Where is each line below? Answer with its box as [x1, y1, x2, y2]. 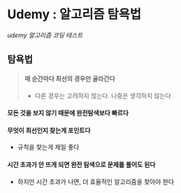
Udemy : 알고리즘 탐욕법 [7, 6, 142, 22]
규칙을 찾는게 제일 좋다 [17, 143, 80, 152]
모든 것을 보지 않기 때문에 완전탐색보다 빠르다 [7, 109, 129, 117]
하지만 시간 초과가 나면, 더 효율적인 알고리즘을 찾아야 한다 [17, 177, 175, 186]
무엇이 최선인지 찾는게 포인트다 [7, 126, 91, 134]
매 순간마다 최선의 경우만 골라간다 [24, 74, 115, 83]
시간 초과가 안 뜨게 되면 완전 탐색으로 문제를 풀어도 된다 [7, 160, 156, 168]
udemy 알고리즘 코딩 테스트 [7, 31, 83, 39]
